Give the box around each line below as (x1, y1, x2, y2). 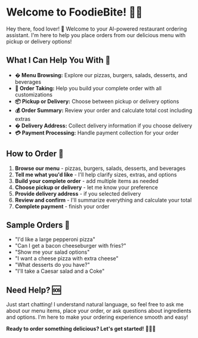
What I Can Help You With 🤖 (6, 55, 111, 65)
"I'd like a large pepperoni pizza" (14, 236, 95, 243)
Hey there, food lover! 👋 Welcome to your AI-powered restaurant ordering (6, 25, 187, 32)
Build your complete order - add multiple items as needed (14, 177, 159, 184)
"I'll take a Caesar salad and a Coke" (14, 267, 105, 275)
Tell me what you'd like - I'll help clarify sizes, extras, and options (14, 170, 177, 178)
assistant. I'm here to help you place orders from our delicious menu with (6, 31, 186, 38)
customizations (14, 91, 52, 98)
